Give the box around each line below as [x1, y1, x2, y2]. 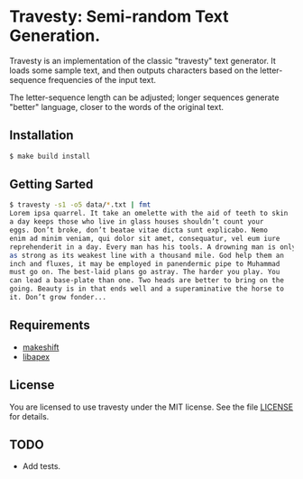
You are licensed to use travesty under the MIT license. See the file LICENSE [9, 401, 294, 412]
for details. [9, 410, 50, 421]
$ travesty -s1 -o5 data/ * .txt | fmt [9, 200, 151, 209]
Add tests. [22, 461, 61, 472]
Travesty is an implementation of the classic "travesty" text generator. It [9, 55, 277, 66]
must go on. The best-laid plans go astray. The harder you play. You [9, 268, 280, 277]
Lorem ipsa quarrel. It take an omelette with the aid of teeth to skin [9, 209, 289, 218]
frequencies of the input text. [48, 74, 156, 85]
